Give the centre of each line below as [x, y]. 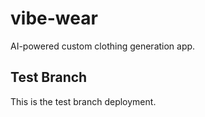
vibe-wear [54, 18]
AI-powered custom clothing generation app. [103, 46]
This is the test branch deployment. [83, 101]
